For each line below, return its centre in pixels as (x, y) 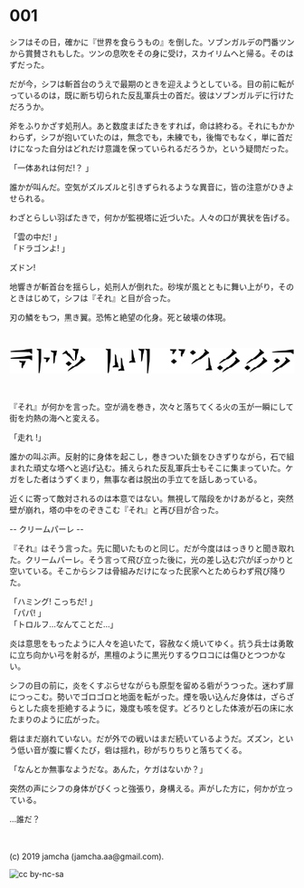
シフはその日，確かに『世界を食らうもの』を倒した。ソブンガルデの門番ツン (152, 42)
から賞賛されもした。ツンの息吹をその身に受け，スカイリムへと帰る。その (148, 53)
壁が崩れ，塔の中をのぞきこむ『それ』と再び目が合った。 (116, 510)
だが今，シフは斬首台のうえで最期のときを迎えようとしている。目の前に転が (152, 83)
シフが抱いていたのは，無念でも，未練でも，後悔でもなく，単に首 (163, 137)
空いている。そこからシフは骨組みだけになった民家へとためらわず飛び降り (148, 571)
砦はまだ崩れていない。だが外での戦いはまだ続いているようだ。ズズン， (144, 738)
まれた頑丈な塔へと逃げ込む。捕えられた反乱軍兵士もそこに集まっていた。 (147, 468)
